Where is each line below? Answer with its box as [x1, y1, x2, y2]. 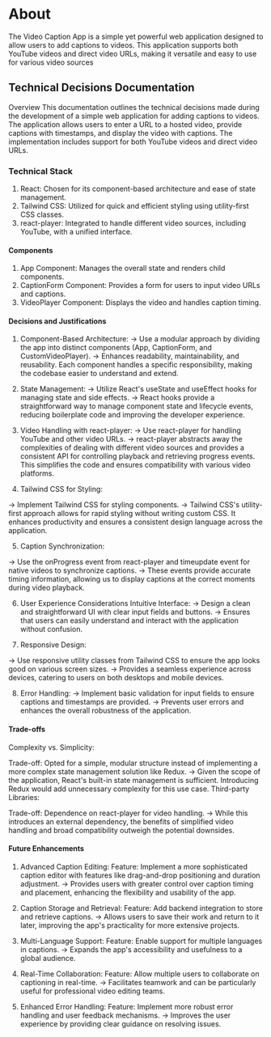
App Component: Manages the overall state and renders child [19, 264, 226, 273]
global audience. [19, 953, 76, 963]
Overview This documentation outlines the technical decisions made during [8, 102, 260, 112]
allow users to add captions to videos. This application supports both [8, 40, 239, 49]
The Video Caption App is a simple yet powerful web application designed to [8, 32, 264, 41]
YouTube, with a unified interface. [19, 227, 133, 237]
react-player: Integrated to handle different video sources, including [19, 218, 247, 228]
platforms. [19, 468, 55, 478]
